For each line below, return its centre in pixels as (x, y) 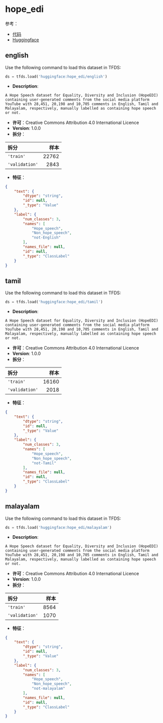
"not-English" (46, 238)
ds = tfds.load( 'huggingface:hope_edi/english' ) (56, 76)
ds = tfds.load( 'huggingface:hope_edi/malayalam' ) (58, 527)
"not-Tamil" (44, 463)
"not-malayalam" (48, 689)
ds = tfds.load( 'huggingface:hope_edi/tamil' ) (54, 302)
